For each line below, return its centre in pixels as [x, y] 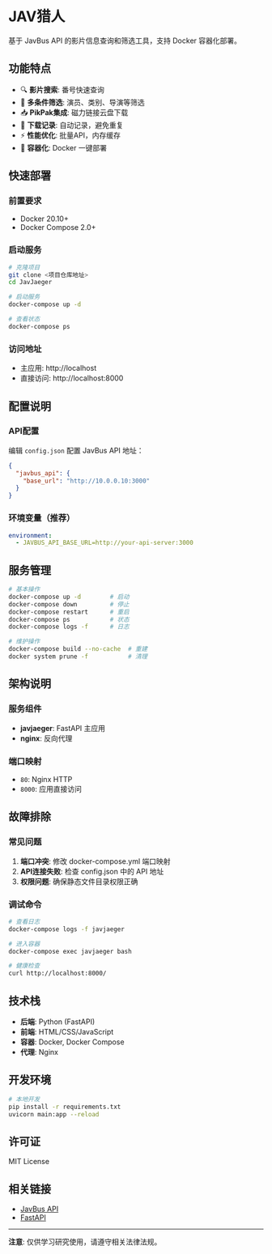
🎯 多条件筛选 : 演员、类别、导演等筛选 [82, 102]
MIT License [29, 1162]
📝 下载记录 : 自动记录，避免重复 [72, 125]
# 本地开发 [24, 1099]
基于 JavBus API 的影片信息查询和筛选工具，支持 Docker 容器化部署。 [125, 40]
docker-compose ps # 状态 [69, 619]
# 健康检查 [24, 966]
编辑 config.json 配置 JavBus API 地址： [76, 450]
